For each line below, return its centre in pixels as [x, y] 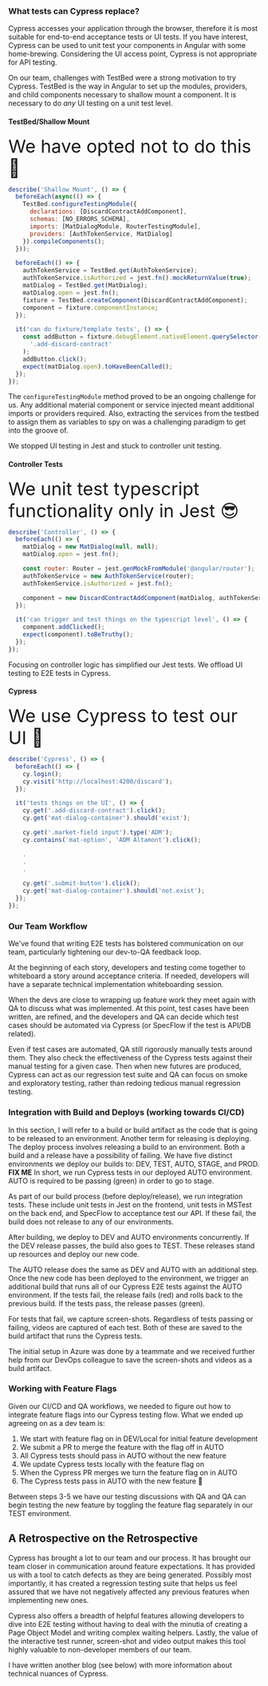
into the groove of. [39, 430]
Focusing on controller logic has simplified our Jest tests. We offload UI [126, 665]
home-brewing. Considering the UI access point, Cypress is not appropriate [133, 54]
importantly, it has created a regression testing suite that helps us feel [123, 1583]
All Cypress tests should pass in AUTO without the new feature [123, 1455]
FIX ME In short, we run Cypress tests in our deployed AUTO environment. [130, 1172]
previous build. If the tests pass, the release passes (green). [107, 1303]
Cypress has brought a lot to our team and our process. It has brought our [130, 1558]
